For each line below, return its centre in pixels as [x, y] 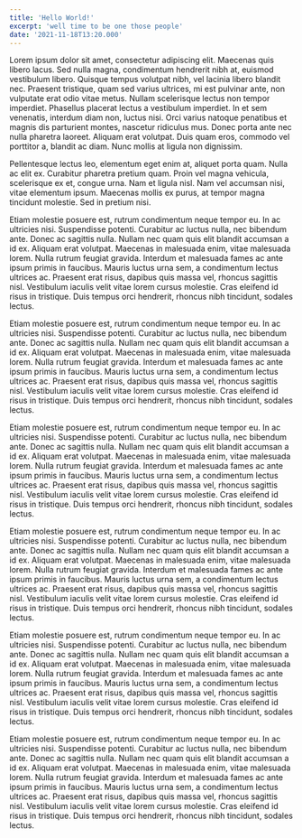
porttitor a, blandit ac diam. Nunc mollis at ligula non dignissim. [126, 146]
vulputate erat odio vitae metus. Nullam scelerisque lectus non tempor [140, 98]
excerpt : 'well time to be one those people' [96, 26]
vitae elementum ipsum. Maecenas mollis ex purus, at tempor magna [137, 193]
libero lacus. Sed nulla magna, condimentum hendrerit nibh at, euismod [142, 70]
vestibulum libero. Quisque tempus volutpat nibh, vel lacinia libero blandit [145, 79]
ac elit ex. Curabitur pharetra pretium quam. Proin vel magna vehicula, [139, 173]
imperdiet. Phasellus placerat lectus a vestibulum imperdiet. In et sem [138, 108]
